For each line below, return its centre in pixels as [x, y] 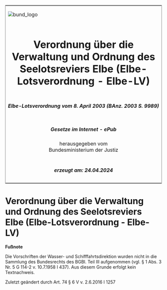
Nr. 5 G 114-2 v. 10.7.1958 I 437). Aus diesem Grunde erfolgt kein [71, 267]
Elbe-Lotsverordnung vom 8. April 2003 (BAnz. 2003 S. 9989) [83, 106]
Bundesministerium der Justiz [83, 150]
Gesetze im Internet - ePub [83, 129]
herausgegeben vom [83, 144]
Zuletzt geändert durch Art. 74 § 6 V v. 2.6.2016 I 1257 [60, 282]
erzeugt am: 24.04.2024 [83, 170]
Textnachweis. [20, 272]
